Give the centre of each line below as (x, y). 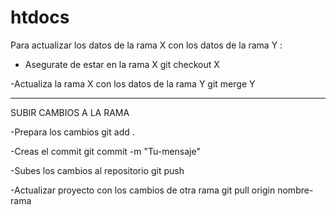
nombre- (295, 190)
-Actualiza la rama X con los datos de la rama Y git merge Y (133, 83)
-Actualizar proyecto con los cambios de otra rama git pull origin (143, 190)
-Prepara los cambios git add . (72, 132)
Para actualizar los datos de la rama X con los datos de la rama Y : (146, 45)
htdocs (40, 17)
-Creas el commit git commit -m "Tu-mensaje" (105, 151)
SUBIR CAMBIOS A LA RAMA (70, 112)
